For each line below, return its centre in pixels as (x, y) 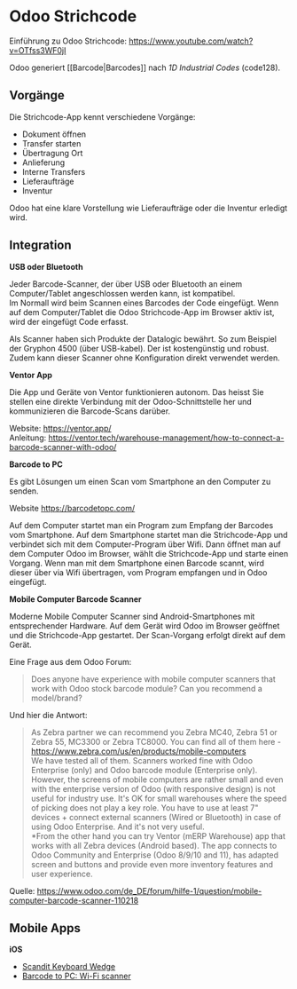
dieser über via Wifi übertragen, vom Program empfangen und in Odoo (138, 572)
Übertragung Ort (52, 153)
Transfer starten (51, 143)
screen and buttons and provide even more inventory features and (152, 864)
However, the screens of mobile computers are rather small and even (157, 779)
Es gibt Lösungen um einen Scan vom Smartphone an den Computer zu (140, 481)
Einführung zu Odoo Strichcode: (68, 41)
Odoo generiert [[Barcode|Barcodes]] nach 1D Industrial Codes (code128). (145, 67)
